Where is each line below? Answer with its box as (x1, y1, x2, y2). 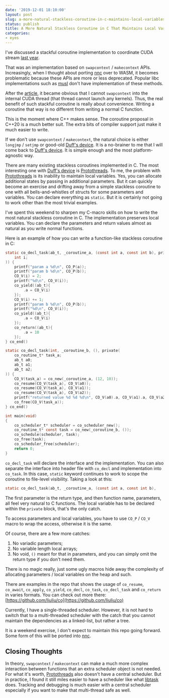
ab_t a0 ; (14, 358, 33, 363)
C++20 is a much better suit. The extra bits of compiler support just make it (5, 121, 161, 127)
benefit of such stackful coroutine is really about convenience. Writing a (5, 101, 154, 107)
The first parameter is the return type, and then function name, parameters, (5, 495, 162, 501)
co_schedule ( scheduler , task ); (14, 432, 80, 437)
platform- (133, 147, 153, 153)
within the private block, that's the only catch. (5, 505, 102, 511)
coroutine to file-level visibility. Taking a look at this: (5, 476, 113, 482)
